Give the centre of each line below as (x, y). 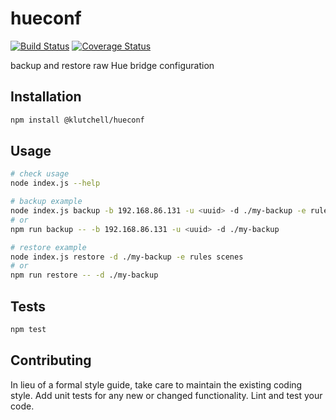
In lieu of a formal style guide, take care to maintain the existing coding (156, 384)
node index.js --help (55, 183)
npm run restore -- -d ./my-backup (84, 275)
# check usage (40, 174)
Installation (46, 97)
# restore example (48, 247)
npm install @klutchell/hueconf (77, 120)
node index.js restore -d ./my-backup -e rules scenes (127, 257)
